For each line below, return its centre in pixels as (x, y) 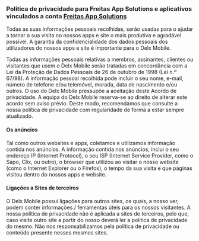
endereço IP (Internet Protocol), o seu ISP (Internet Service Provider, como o (100, 155)
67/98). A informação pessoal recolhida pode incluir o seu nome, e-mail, (95, 78)
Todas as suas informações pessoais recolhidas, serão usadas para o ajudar (100, 29)
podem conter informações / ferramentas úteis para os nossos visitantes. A (99, 207)
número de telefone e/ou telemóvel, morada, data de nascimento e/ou (92, 85)
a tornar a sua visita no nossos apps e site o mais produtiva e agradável (94, 36)
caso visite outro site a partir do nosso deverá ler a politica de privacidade (97, 220)
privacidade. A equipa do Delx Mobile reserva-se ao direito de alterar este (97, 97)
